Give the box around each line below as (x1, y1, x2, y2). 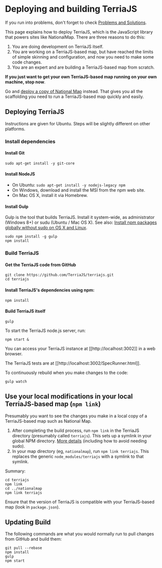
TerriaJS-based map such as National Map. (5, 418, 92, 424)
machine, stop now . (5, 79, 46, 85)
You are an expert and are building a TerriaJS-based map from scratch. (12, 64, 155, 70)
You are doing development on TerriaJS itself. (12, 43, 103, 49)
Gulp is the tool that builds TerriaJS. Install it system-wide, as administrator (5, 215, 155, 220)
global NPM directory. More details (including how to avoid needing (12, 438, 147, 444)
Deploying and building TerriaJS (5, 3, 137, 15)
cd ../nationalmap (5, 486, 42, 491)
